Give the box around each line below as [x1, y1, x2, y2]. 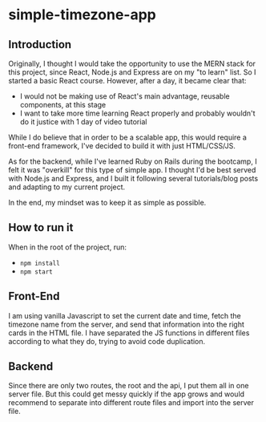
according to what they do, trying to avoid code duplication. [8, 336, 206, 346]
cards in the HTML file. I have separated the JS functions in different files [8, 327, 250, 338]
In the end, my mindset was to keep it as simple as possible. [8, 198, 207, 207]
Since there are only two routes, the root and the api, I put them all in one [8, 381, 249, 391]
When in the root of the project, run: [8, 242, 127, 252]
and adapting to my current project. [8, 182, 126, 192]
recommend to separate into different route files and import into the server [8, 398, 255, 408]
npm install [19, 259, 60, 267]
